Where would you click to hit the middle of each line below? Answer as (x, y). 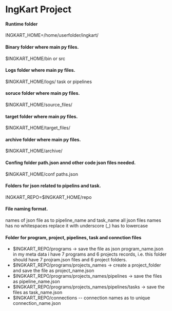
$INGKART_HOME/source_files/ (39, 105)
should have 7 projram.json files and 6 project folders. (70, 260)
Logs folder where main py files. (40, 70)
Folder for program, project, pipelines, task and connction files (73, 237)
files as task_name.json (37, 293)
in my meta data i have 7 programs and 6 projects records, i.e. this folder (90, 254)
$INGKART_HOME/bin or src (35, 58)
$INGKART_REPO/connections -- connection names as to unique (81, 298)
